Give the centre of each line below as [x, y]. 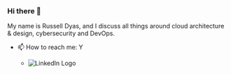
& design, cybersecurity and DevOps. [61, 33]
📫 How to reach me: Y [50, 47]
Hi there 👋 [24, 11]
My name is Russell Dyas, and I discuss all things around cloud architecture [116, 26]
